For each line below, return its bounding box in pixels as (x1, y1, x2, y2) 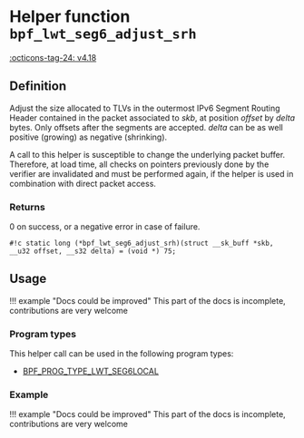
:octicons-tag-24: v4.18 (9, 52, 97, 63)
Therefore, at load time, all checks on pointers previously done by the (9, 159, 270, 170)
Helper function (9, 6, 131, 27)
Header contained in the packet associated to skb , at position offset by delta (9, 112, 296, 123)
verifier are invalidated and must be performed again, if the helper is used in (9, 168, 294, 179)
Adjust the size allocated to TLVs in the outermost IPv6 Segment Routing (9, 102, 280, 113)
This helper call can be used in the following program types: (9, 348, 234, 359)
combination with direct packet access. (9, 178, 157, 189)
